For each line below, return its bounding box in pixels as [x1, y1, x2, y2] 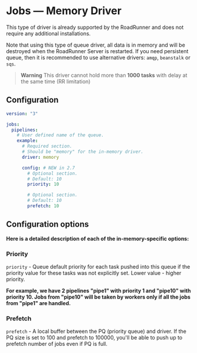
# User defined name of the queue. [17, 132, 104, 138]
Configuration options [6, 220, 90, 230]
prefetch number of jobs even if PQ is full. [6, 341, 108, 348]
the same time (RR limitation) [20, 78, 91, 85]
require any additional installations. [6, 30, 91, 37]
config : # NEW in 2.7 [21, 165, 75, 171]
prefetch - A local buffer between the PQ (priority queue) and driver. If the [6, 328, 187, 335]
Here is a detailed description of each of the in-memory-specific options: [6, 235, 189, 242]
